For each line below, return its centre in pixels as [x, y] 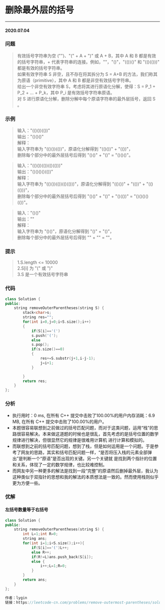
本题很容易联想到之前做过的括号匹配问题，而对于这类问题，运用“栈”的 [83, 427]
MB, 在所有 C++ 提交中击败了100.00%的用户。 [59, 422]
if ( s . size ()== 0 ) [48, 349]
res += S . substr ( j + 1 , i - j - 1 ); [68, 359]
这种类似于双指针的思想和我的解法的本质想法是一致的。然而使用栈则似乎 [85, 477]
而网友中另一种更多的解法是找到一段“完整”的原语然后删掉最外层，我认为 [85, 471]
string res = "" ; [38, 317]
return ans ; [35, 580]
